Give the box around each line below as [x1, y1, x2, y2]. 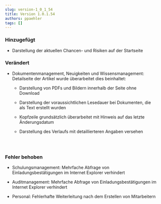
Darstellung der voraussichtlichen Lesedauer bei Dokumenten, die [19, 100, 151, 105]
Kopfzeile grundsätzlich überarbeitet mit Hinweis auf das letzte [19, 114, 145, 120]
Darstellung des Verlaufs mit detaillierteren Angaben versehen [19, 129, 144, 134]
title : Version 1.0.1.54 [5, 12, 55, 16]
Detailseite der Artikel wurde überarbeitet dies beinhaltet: [12, 75, 126, 81]
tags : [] [5, 20, 23, 26]
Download [19, 90, 40, 96]
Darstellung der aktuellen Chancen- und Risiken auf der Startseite [12, 47, 144, 53]
